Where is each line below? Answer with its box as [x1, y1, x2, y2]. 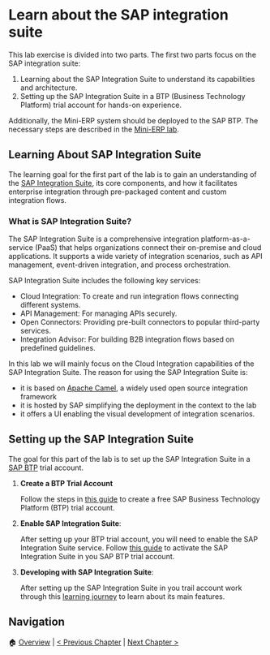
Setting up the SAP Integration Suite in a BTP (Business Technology [19, 91, 246, 101]
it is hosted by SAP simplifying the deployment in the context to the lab [19, 400, 257, 411]
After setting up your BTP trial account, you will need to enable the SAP [19, 534, 258, 544]
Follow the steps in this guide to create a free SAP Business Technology [19, 493, 261, 504]
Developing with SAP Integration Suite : [19, 567, 154, 577]
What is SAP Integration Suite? [8, 215, 132, 226]
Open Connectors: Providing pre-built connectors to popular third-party [19, 317, 260, 327]
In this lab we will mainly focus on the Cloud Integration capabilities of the [8, 359, 255, 368]
